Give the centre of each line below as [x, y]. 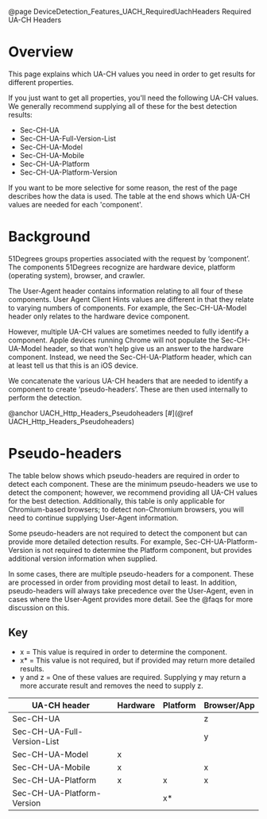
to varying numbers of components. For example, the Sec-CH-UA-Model [128, 307]
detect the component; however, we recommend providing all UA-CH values [133, 493]
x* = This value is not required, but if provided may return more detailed [137, 660]
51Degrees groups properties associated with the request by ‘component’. [129, 258]
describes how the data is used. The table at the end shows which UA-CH [129, 196]
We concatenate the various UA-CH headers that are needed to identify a [128, 381]
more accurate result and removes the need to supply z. [112, 686]
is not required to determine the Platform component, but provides [143, 550]
